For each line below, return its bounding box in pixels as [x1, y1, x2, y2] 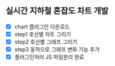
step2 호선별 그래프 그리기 [14, 38, 77, 45]
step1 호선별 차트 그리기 [14, 30, 71, 38]
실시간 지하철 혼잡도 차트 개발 [5, 5, 109, 16]
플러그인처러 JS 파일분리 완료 [14, 53, 85, 61]
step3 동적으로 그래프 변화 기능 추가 [14, 46, 100, 53]
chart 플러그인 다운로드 [14, 23, 70, 30]
